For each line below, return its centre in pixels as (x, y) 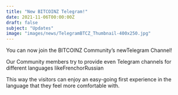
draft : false (22, 22)
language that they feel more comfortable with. (63, 86)
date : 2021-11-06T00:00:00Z (41, 17)
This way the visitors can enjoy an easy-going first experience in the (89, 80)
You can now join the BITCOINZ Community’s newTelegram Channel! (89, 50)
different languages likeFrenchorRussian (55, 68)
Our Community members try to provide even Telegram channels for (89, 62)
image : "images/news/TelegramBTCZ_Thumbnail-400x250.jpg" (78, 34)
